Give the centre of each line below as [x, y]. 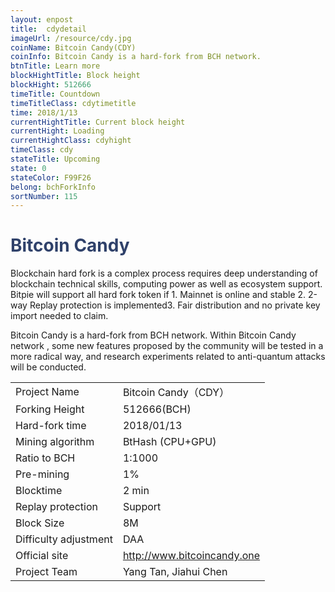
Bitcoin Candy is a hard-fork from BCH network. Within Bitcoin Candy [153, 335]
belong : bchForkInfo [53, 187]
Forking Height [50, 409]
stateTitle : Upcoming [55, 159]
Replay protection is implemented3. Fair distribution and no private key [175, 305]
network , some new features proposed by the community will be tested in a [167, 346]
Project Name [47, 392]
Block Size [40, 523]
